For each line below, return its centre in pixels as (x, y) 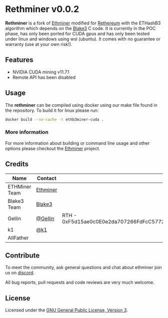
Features (19, 60)
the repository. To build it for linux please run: (52, 110)
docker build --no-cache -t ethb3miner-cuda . (54, 119)
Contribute (22, 255)
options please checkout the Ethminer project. (53, 148)
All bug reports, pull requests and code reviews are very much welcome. (80, 283)
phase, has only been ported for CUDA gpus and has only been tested (77, 33)
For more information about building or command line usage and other (77, 143)
